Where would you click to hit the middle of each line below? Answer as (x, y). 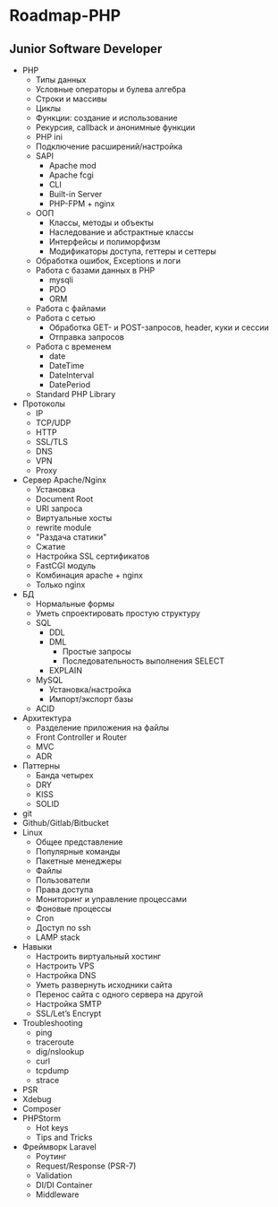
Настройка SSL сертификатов (93, 556)
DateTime (67, 365)
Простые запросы (97, 651)
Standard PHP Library (76, 394)
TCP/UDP (53, 423)
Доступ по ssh (63, 928)
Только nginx (60, 585)
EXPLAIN (66, 670)
